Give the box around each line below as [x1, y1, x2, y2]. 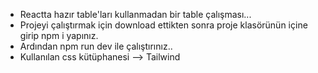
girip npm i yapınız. [19, 30, 99, 41]
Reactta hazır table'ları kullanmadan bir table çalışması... [19, 9, 252, 20]
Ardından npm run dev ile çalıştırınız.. [19, 40, 173, 52]
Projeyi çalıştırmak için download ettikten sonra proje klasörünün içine [19, 19, 308, 31]
